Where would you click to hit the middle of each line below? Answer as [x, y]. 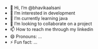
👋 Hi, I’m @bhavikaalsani [35, 8]
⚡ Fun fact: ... [23, 42]
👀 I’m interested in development [42, 13]
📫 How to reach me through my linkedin [51, 29]
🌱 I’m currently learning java [39, 18]
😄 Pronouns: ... [26, 36]
